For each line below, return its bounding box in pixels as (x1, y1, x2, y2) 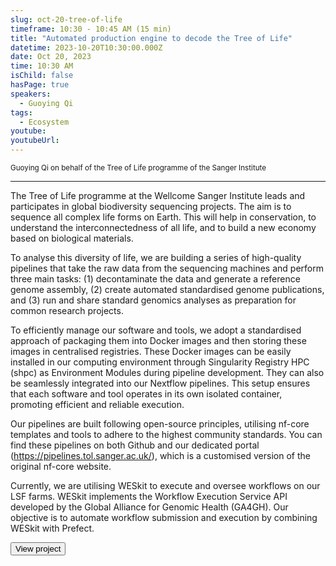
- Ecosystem (19, 117, 70, 127)
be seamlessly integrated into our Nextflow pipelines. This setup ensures (10, 377, 311, 389)
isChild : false (10, 71, 74, 81)
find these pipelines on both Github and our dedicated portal (10, 439, 260, 451)
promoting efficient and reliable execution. (10, 399, 185, 410)
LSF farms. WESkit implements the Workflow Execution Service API (10, 491, 288, 502)
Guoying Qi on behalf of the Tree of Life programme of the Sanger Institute (10, 163, 267, 173)
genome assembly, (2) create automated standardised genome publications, (10, 284, 325, 295)
